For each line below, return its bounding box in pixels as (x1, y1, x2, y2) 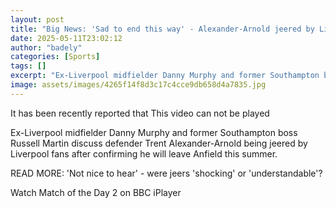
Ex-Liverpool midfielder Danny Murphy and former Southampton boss (10, 126, 298, 138)
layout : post (10, 14, 65, 25)
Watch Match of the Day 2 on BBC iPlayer (10, 186, 182, 198)
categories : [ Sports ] (10, 52, 101, 62)
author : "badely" (10, 42, 83, 53)
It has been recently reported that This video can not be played (10, 107, 270, 119)
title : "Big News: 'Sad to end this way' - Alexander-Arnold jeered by (10, 24, 315, 34)
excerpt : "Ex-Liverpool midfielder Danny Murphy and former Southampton (10, 71, 320, 81)
